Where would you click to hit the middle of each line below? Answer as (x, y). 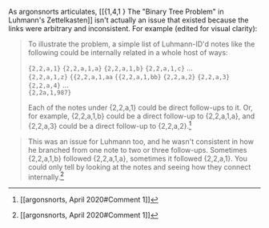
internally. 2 (46, 176)
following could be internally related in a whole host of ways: (128, 52)
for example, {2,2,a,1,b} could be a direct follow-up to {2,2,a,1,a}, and (141, 116)
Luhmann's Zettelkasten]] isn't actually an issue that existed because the (128, 20)
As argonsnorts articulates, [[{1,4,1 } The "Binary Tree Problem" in (116, 12)
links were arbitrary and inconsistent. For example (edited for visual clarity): (133, 28)
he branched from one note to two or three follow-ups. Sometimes (137, 150)
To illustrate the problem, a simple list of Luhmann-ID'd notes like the (141, 44)
